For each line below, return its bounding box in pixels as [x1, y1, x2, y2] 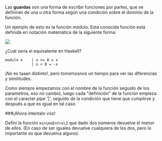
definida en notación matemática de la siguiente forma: [5, 29, 117, 35]
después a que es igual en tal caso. [5, 101, 77, 107]
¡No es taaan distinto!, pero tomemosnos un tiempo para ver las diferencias [5, 71, 157, 76]
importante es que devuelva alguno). [5, 130, 80, 136]
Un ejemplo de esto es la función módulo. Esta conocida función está [5, 24, 146, 30]
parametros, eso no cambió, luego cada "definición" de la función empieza [5, 90, 157, 96]
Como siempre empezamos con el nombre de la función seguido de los [5, 85, 150, 91]
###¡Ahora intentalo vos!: [5, 111, 56, 116]
